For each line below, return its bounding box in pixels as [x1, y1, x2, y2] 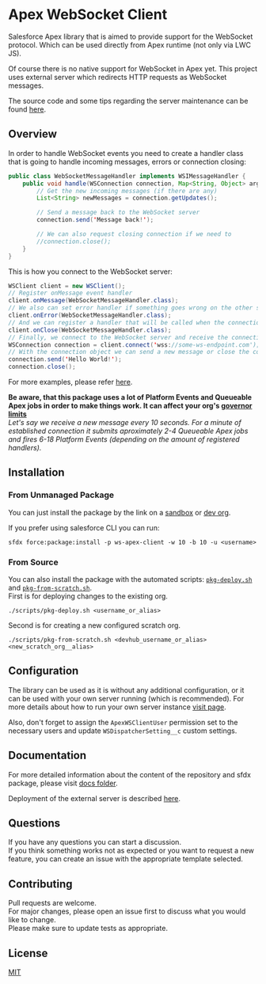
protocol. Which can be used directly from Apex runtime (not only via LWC [8, 40, 252, 49]
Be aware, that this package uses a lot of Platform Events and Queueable [8, 393, 252, 401]
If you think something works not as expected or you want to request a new [8, 845, 255, 856]
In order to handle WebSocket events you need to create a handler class [8, 148, 244, 158]
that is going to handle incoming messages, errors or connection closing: [8, 157, 247, 166]
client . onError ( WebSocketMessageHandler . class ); [8, 311, 172, 319]
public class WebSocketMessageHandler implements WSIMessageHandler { [8, 172, 246, 180]
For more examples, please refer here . [8, 378, 133, 386]
